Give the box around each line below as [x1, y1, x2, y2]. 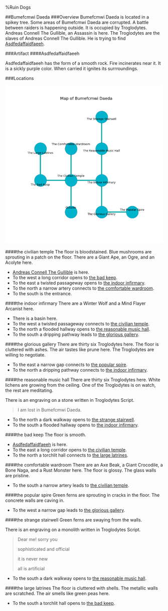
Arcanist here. [5, 306, 34, 311]
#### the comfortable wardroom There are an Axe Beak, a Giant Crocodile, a [5, 462, 163, 468]
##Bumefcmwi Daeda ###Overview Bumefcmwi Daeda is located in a [5, 14, 149, 20]
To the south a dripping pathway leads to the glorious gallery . [12, 331, 139, 337]
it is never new [17, 556, 48, 562]
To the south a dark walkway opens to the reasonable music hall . [12, 575, 147, 581]
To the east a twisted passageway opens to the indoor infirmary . [12, 280, 145, 286]
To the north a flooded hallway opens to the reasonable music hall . [12, 326, 150, 332]
